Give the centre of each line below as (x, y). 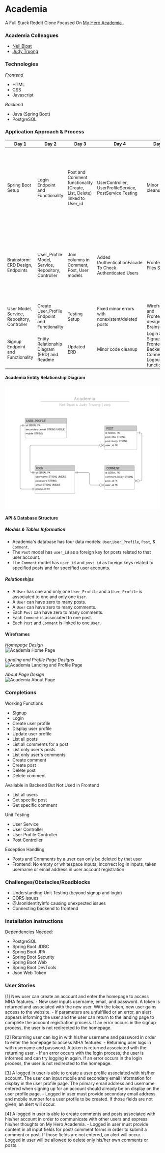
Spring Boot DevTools (34, 968)
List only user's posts (34, 749)
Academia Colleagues (32, 35)
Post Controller (27, 840)
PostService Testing (117, 193)
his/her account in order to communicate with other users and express (76, 1119)
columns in (79, 260)
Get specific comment (35, 805)
